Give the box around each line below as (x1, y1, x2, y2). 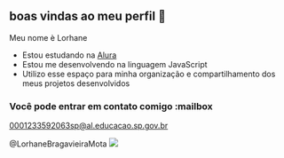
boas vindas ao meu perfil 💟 (9, 9, 166, 24)
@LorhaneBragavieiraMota (9, 138, 107, 149)
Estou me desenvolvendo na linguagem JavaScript (21, 59, 208, 69)
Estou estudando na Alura (21, 50, 117, 60)
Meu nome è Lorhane (9, 32, 88, 43)
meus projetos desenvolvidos (21, 77, 130, 89)
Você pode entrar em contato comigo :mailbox (9, 99, 213, 112)
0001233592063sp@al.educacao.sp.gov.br (9, 121, 169, 131)
